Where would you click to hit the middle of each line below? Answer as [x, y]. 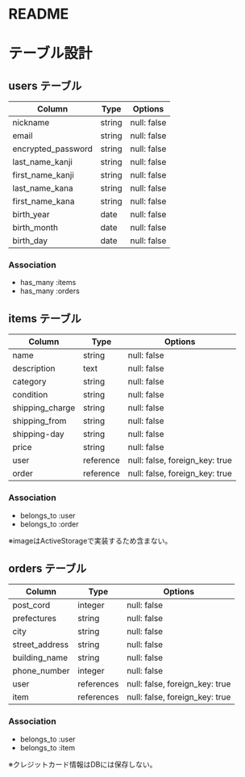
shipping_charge [44, 408]
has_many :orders [50, 291]
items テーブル [45, 319]
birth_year [31, 215]
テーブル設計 [50, 54]
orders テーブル [48, 568]
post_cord [31, 605]
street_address [41, 645]
